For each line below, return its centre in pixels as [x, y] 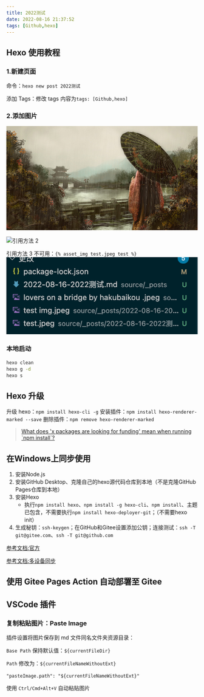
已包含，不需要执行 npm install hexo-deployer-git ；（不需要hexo [106, 512]
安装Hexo [27, 497]
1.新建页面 [21, 71]
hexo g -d [19, 369]
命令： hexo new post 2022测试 [43, 86]
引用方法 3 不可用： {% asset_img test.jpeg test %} [72, 254]
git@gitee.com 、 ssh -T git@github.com [64, 535]
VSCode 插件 [31, 604]
